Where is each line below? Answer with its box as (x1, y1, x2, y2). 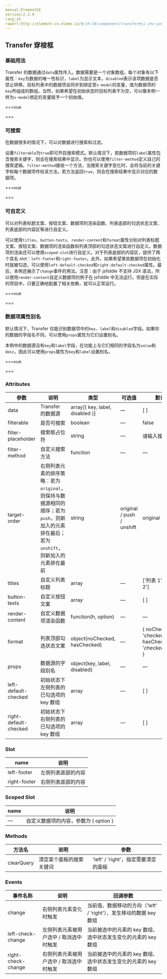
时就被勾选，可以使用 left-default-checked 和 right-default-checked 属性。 (5, 262, 158, 268)
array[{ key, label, (70, 404, 112, 411)
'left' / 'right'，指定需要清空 (92, 856, 157, 863)
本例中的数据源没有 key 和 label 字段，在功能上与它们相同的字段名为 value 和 (5, 342, 157, 348)
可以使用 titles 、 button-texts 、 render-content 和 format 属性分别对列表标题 (5, 237, 160, 243)
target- (7, 511, 25, 518)
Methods (5, 832, 27, 839)
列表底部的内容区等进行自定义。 (5, 226, 71, 232)
